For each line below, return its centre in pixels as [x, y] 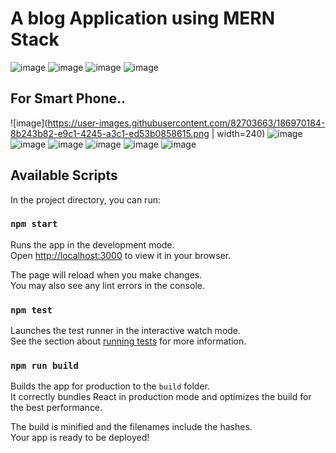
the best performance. [56, 408]
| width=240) [238, 133]
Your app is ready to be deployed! [80, 438]
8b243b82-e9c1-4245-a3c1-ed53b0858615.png [110, 133]
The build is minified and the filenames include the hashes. [131, 427]
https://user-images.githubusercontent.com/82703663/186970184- [186, 123]
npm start [34, 224]
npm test [31, 310]
